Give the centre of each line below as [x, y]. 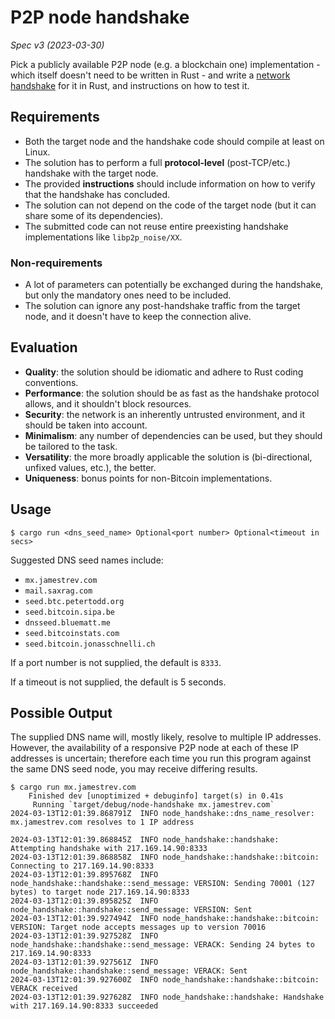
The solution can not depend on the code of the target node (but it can [170, 205]
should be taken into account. [86, 425]
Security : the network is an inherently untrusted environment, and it [164, 414]
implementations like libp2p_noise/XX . [103, 237]
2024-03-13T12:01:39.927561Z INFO [84, 962]
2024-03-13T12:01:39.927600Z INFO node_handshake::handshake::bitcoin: [165, 980]
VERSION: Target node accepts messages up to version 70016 [138, 927]
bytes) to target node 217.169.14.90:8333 [100, 892]
